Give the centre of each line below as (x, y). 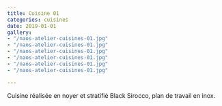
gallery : (19, 32)
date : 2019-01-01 (32, 26)
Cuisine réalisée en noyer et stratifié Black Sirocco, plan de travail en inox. (111, 95)
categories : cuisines (38, 20)
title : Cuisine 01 (33, 13)
